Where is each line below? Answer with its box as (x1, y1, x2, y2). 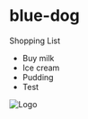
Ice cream (22, 62, 60, 73)
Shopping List (9, 35, 61, 46)
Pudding (22, 71, 54, 82)
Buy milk (22, 52, 55, 63)
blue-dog (9, 5, 80, 26)
